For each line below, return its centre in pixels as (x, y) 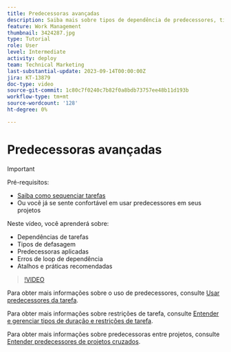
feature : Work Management (44, 26)
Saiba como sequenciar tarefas (61, 195)
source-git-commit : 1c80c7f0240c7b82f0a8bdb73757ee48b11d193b (98, 90)
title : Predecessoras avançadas (53, 13)
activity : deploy (32, 59)
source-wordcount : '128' (43, 103)
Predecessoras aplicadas (53, 251)
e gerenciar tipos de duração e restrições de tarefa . (80, 320)
